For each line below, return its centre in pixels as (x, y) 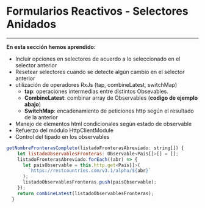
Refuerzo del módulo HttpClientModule (64, 130)
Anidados (31, 24)
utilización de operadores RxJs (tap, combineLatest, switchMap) (96, 84)
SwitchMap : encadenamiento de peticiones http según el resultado (109, 111)
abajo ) (33, 104)
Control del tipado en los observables (62, 136)
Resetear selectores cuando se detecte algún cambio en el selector (100, 72)
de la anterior (41, 117)
